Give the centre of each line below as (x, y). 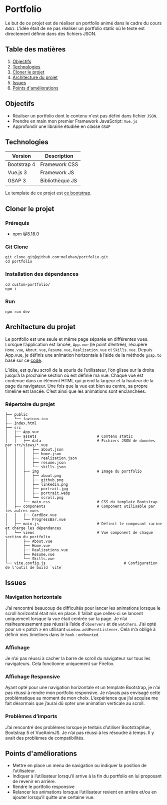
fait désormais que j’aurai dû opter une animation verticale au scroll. (75, 704)
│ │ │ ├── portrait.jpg (37, 489)
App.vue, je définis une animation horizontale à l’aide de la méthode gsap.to (83, 355)
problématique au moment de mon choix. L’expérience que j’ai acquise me (82, 698)
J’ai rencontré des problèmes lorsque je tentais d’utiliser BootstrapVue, (78, 727)
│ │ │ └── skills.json (35, 467)
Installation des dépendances (42, 274)
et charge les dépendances (33, 528)
